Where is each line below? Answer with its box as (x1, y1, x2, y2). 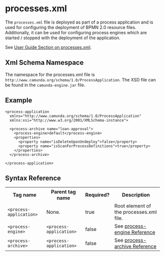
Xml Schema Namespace (5, 58, 84, 67)
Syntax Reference (5, 174, 61, 182)
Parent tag (51, 188, 76, 195)
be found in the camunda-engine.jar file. (5, 82, 85, 88)
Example (5, 96, 32, 104)
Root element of (114, 203, 151, 209)
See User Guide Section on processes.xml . (5, 44, 92, 50)
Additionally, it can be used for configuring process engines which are (5, 29, 147, 35)
